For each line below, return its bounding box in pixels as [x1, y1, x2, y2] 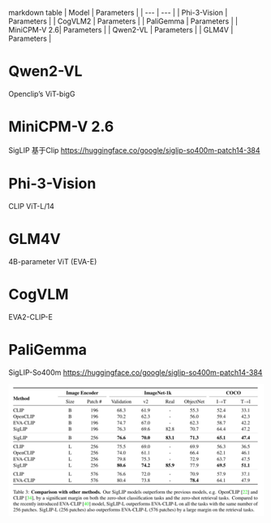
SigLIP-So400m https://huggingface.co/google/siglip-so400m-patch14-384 [8, 367, 263, 377]
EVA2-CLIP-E [8, 312, 53, 321]
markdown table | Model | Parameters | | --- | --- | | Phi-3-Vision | [8, 8, 228, 17]
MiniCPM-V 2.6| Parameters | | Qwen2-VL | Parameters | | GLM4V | [8, 25, 234, 34]
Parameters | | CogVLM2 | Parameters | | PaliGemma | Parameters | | [8, 16, 238, 26]
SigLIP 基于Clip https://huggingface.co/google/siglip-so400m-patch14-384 [8, 145, 261, 155]
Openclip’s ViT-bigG [8, 89, 75, 98]
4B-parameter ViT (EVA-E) [8, 256, 97, 266]
